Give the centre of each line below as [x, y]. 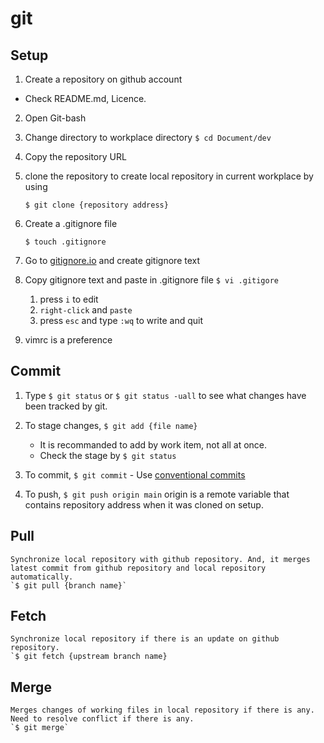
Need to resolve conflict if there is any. [102, 719]
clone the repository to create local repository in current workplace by [169, 176]
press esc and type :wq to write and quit [121, 320]
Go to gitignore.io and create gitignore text [112, 260]
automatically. [42, 577]
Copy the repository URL [75, 156]
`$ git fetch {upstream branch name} [89, 657]
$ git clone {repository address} [96, 205]
